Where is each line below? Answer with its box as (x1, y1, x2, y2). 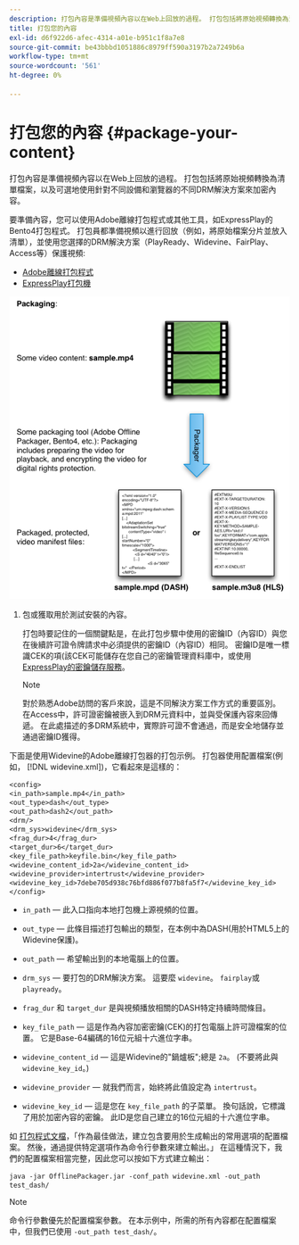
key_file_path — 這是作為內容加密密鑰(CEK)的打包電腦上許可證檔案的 (21, 1021, 280, 1032)
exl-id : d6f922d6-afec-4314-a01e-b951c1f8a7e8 (9, 33, 185, 42)
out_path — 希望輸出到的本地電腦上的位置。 (21, 953, 184, 964)
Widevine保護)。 (21, 934, 84, 945)
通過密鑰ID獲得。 (21, 731, 85, 742)
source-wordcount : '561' (9, 62, 101, 71)
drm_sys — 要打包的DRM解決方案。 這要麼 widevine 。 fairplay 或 (21, 972, 260, 983)
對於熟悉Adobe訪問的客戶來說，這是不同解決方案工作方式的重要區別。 (21, 697, 281, 709)
